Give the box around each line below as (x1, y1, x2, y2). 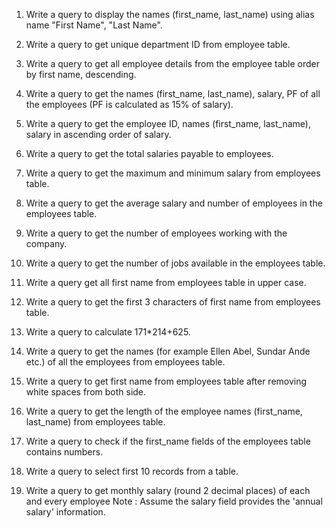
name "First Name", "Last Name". (25, 19, 163, 31)
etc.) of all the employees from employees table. (25, 356, 226, 368)
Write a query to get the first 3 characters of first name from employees (25, 296, 321, 308)
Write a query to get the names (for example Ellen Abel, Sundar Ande (25, 345, 311, 357)
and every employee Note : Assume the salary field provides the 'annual (25, 495, 323, 507)
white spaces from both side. (25, 386, 147, 398)
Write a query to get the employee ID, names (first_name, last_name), (25, 118, 311, 129)
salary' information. (25, 506, 106, 518)
